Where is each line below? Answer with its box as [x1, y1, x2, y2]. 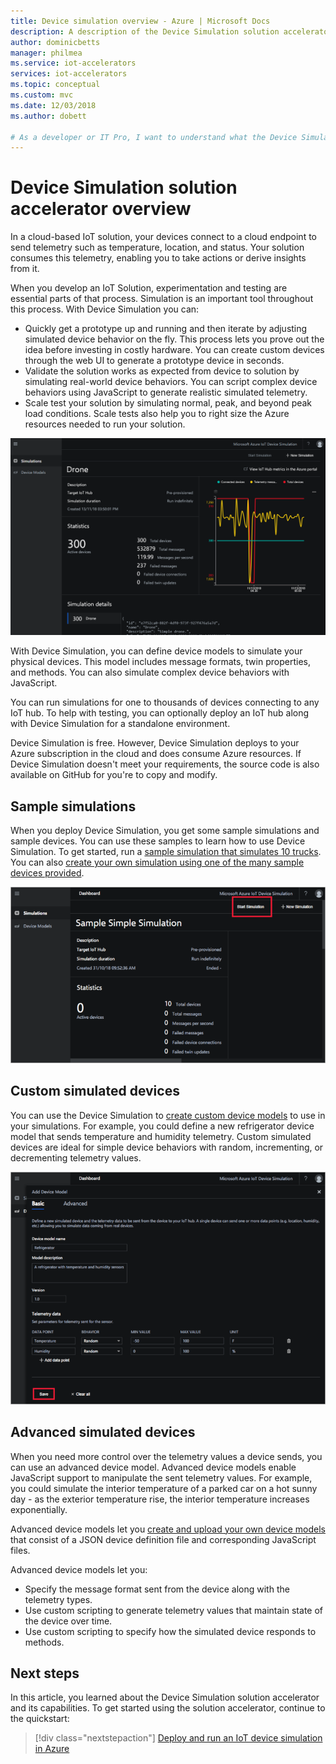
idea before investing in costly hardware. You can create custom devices [24, 344, 325, 356]
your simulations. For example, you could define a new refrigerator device [10, 1120, 315, 1132]
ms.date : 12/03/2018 [10, 100, 97, 110]
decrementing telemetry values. [10, 1151, 142, 1164]
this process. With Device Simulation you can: [10, 303, 200, 315]
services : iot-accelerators [10, 69, 128, 79]
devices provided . [10, 867, 85, 879]
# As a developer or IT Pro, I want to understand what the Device [10, 132, 298, 142]
